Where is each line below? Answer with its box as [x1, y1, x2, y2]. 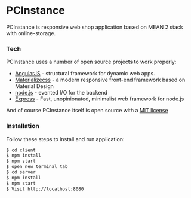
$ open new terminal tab [6, 164, 68, 170]
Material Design [14, 83, 54, 90]
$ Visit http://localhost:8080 [6, 186, 84, 192]
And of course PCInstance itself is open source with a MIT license [6, 107, 168, 114]
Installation [6, 122, 40, 130]
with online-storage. [6, 29, 56, 36]
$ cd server [6, 169, 36, 175]
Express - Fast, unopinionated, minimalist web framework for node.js [14, 95, 184, 102]
